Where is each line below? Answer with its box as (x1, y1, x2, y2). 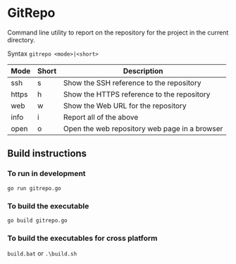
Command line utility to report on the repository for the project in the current (7, 28, 229, 37)
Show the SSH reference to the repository (63, 77, 201, 87)
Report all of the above (63, 112, 139, 122)
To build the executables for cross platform (7, 233, 158, 243)
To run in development (7, 169, 86, 179)
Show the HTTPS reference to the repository (63, 89, 211, 99)
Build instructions (7, 148, 87, 160)
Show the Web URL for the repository (63, 101, 187, 111)
